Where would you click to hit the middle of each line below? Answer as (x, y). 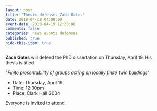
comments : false (22, 29)
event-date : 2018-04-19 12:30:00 (41, 24)
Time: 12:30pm (28, 88)
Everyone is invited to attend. (36, 103)
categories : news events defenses (42, 33)
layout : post (19, 10)
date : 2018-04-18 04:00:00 (34, 19)
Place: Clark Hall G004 (36, 93)
